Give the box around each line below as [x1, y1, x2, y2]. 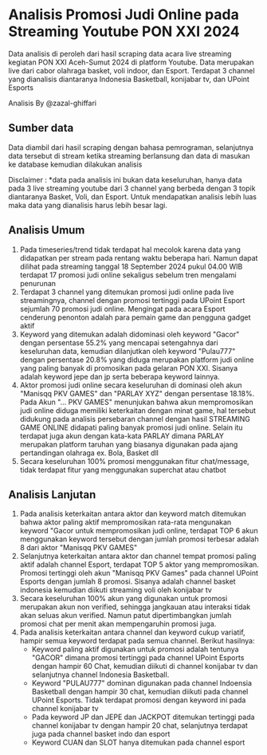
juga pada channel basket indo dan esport [31, 729, 171, 739]
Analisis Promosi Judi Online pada [8, 6, 239, 24]
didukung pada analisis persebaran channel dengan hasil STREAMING [19, 414, 251, 423]
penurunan [19, 278, 57, 288]
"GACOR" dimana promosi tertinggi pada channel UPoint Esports [31, 653, 245, 663]
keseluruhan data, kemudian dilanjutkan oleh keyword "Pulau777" [19, 346, 236, 356]
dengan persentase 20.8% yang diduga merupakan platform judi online [19, 355, 254, 364]
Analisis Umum [8, 223, 85, 237]
